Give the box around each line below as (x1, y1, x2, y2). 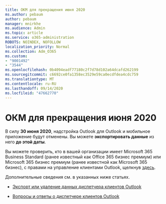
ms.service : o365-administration (5, 35, 74, 40)
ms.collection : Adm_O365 (5, 49, 56, 54)
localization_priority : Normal (5, 44, 70, 49)
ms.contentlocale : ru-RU (5, 81, 56, 86)
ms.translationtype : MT (5, 77, 55, 82)
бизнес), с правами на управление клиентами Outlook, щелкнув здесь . (5, 165, 156, 171)
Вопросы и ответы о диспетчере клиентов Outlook (12, 194, 120, 200)
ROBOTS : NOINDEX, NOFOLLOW (5, 40, 61, 45)
